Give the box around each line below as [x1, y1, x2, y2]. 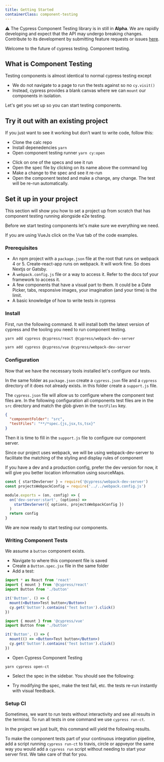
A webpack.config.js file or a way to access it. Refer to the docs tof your [12, 271, 159, 277]
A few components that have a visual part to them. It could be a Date [12, 282, 151, 288]
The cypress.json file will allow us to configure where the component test [5, 392, 154, 398]
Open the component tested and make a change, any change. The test [12, 175, 156, 181]
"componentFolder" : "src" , [9, 417, 65, 422]
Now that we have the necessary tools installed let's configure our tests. [5, 368, 151, 374]
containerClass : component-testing [5, 12, 78, 17]
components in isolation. [12, 93, 62, 99]
